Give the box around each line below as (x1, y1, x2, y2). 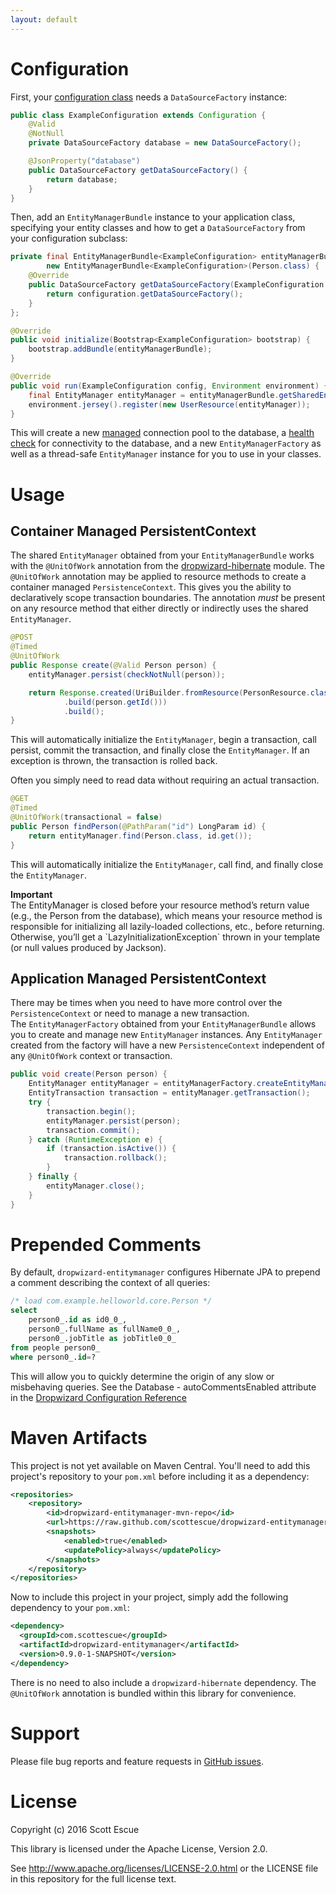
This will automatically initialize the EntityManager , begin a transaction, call (10, 734, 317, 746)
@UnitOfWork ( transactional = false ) (10, 812, 163, 823)
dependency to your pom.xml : (10, 1602, 130, 1614)
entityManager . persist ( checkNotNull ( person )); (28, 669, 226, 680)
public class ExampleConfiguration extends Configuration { (10, 110, 267, 120)
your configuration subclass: (10, 232, 128, 245)
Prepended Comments (10, 1233, 202, 1256)
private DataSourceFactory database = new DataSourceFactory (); (28, 138, 302, 148)
